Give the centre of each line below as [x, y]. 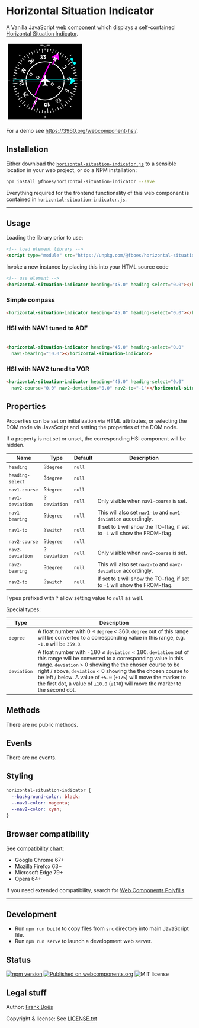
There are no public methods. [42, 724]
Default [83, 458]
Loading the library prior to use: [45, 238]
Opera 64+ [28, 879]
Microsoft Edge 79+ [39, 872]
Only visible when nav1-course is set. [142, 501]
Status [19, 960]
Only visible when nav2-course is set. [142, 553]
